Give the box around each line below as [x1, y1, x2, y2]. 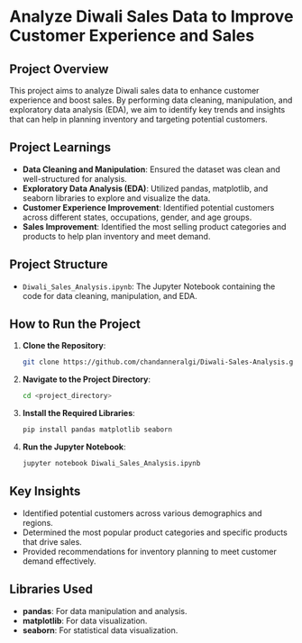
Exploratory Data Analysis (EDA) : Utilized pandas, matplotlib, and [22, 183, 269, 194]
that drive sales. [22, 536, 83, 547]
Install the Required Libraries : [22, 408, 135, 419]
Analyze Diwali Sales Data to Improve [9, 6, 294, 27]
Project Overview [9, 61, 109, 77]
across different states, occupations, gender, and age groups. [22, 212, 252, 222]
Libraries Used [9, 582, 93, 597]
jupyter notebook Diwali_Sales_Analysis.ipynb [22, 459, 201, 468]
